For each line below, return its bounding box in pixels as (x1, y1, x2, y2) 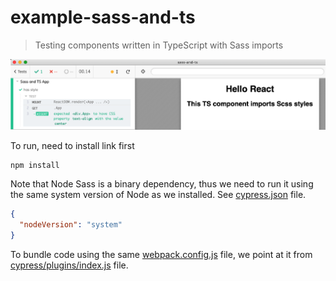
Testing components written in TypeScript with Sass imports (34, 39, 284, 51)
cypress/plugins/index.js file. (10, 259, 129, 271)
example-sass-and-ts (10, 6, 196, 29)
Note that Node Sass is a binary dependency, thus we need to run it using (10, 178, 314, 190)
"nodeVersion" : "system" (19, 220, 123, 230)
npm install (10, 161, 60, 171)
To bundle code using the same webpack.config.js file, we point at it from (10, 248, 313, 260)
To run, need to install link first (10, 140, 135, 152)
